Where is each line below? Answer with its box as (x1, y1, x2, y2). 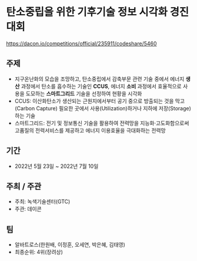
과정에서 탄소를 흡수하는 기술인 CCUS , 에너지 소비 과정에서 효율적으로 (21, 82, 182, 90)
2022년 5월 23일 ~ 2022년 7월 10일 (14, 163, 99, 170)
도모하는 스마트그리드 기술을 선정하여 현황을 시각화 (25, 90, 142, 97)
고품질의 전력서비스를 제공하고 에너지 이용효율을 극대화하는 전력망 (14, 127, 166, 134)
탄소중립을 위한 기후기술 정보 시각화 (6, 5, 168, 19)
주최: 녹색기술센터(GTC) (14, 198, 71, 205)
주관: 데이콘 (14, 206, 42, 213)
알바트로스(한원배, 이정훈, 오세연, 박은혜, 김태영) (14, 241, 125, 248)
